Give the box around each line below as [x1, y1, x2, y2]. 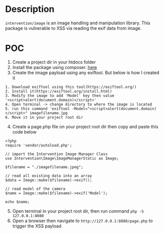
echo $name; [5, 199, 30, 204]
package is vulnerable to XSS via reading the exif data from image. [5, 25, 142, 31]
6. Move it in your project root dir [5, 115, 83, 120]
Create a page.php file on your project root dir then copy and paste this [12, 123, 159, 130]
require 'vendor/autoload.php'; [5, 143, 72, 148]
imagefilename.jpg [29, 110, 68, 115]
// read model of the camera [5, 186, 66, 191]
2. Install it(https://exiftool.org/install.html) [5, 88, 112, 94]
